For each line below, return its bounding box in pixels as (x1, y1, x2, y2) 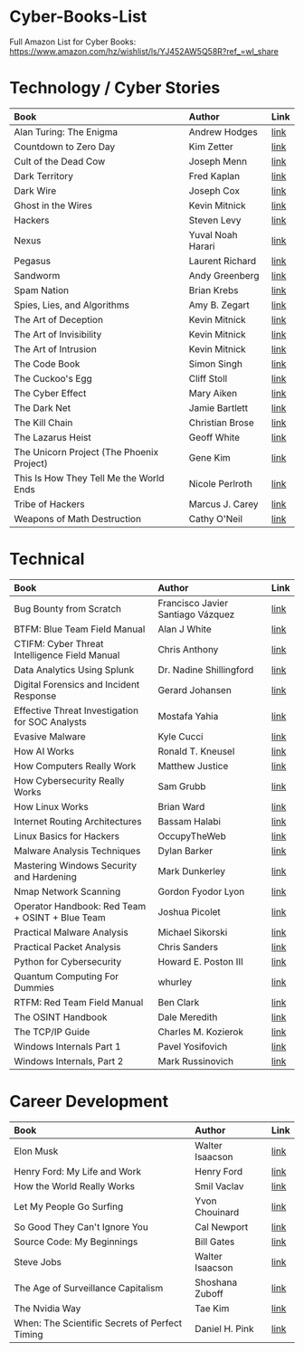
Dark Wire (14, 184, 57, 196)
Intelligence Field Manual (14, 649, 120, 662)
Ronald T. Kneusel (157, 745, 235, 757)
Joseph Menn (188, 155, 248, 167)
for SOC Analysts (14, 715, 88, 728)
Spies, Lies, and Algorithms (14, 299, 129, 311)
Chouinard (194, 1205, 240, 1218)
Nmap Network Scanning (14, 885, 121, 898)
